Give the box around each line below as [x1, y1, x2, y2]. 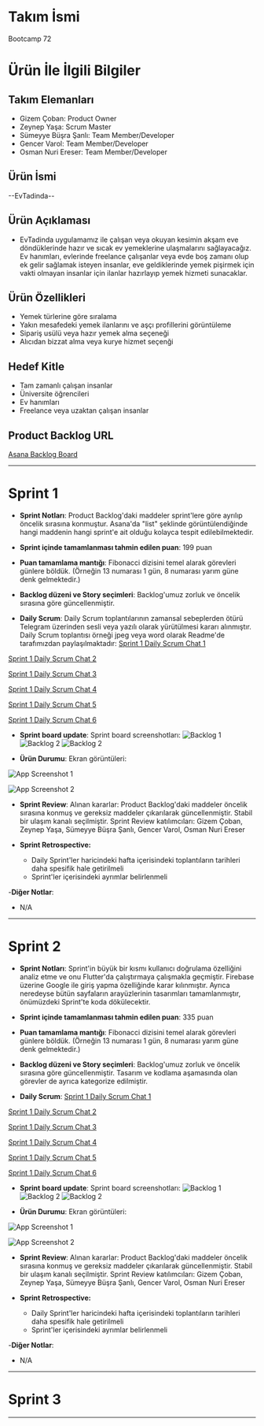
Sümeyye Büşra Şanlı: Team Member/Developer [19, 130, 175, 139]
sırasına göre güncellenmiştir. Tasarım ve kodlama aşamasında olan [19, 1068, 238, 1077]
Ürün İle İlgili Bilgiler [8, 61, 141, 80]
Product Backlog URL [8, 429, 114, 442]
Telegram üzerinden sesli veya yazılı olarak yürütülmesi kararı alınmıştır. [19, 622, 251, 631]
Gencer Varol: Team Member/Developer [19, 139, 149, 148]
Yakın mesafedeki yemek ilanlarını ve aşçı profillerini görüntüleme [19, 320, 232, 330]
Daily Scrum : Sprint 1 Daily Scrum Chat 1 [19, 1091, 152, 1101]
